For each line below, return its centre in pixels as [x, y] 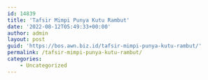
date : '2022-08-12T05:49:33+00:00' [59, 26]
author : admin [28, 33]
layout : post [26, 40]
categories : [25, 59]
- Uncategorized [44, 65]
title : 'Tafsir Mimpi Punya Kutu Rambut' [69, 20]
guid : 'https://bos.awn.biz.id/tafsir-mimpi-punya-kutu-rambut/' [104, 46]
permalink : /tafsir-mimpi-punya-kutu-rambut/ [75, 53]
